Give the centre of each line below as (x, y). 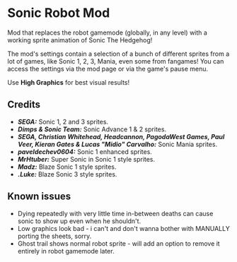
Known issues (39, 197)
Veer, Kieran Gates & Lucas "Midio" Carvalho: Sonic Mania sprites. (117, 144)
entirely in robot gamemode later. (66, 251)
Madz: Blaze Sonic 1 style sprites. (67, 167)
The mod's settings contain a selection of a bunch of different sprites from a (118, 54)
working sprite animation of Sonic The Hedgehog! (80, 40)
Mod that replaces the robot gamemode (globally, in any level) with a (107, 32)
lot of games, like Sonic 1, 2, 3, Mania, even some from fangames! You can (116, 61)
